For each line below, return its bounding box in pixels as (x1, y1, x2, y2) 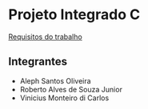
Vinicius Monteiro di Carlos (19, 93, 110, 103)
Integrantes (8, 55, 68, 68)
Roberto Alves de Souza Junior (19, 84, 122, 94)
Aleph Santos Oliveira (19, 76, 91, 85)
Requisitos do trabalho (8, 32, 82, 41)
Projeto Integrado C (8, 6, 141, 24)
